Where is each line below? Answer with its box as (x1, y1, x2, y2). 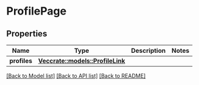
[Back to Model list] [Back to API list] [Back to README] (6, 72, 146, 80)
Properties (6, 29, 47, 39)
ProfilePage (6, 4, 67, 18)
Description (131, 47, 166, 55)
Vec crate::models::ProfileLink (38, 56, 125, 65)
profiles (9, 56, 32, 65)
